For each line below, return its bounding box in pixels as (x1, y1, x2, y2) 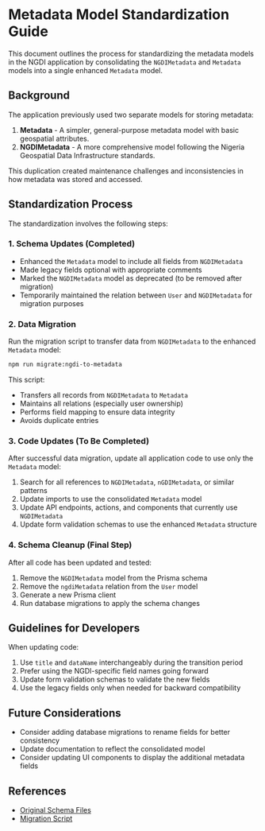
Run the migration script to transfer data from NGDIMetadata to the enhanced (8, 336, 256, 347)
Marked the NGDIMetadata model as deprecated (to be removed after (19, 273, 243, 283)
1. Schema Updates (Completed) (8, 239, 136, 250)
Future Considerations (8, 706, 121, 720)
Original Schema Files (19, 806, 91, 815)
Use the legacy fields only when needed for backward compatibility (19, 683, 241, 693)
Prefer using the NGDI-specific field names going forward (19, 666, 209, 676)
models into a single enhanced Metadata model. (8, 65, 163, 75)
